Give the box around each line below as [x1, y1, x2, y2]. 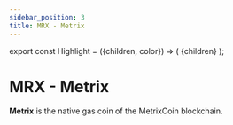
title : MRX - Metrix [9, 21, 86, 30]
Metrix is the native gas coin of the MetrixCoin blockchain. [9, 105, 223, 116]
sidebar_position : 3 [9, 12, 86, 22]
